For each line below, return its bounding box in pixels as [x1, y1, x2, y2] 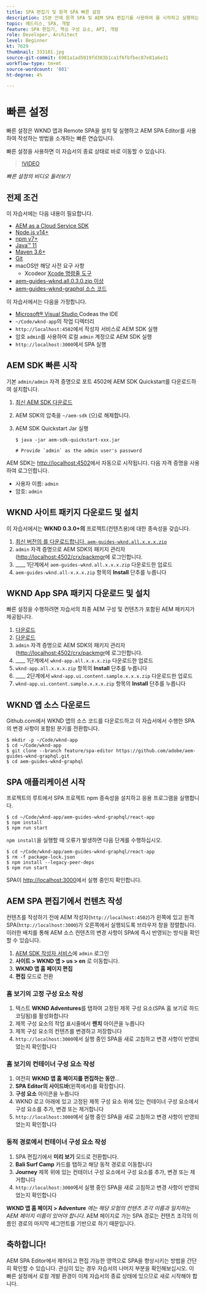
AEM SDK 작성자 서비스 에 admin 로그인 [15, 949, 109, 957]
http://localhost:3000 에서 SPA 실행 [15, 341, 107, 348]
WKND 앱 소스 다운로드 [6, 699, 91, 710]
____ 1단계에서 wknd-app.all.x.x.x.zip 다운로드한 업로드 [15, 657, 153, 664]
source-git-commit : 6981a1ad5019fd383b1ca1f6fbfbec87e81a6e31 [6, 55, 169, 61]
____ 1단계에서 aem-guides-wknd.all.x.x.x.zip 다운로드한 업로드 [15, 561, 173, 568]
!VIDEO [21, 160, 40, 168]
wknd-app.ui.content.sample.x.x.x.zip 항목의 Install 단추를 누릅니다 [15, 680, 186, 688]
